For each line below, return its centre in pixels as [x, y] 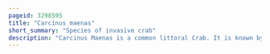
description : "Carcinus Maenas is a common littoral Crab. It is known [131, 38]
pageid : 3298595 [35, 15]
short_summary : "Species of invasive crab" [82, 30]
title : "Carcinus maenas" [51, 23]
